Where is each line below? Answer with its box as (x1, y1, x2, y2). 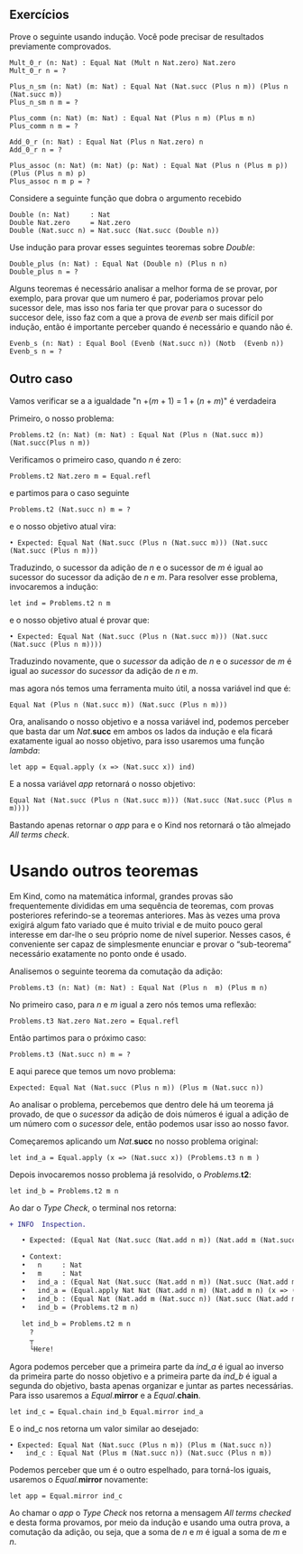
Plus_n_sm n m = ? (9, 98, 78, 107)
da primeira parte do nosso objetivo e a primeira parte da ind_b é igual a (9, 1371, 278, 1381)
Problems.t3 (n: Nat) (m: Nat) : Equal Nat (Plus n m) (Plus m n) (9, 983, 269, 992)
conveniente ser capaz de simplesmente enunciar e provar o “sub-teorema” (9, 939, 291, 950)
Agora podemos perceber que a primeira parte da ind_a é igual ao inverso (9, 1361, 284, 1371)
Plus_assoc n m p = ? (9, 176, 91, 186)
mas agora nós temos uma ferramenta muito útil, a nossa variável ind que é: (9, 682, 291, 694)
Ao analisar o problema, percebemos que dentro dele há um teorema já (9, 1099, 274, 1109)
